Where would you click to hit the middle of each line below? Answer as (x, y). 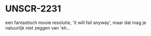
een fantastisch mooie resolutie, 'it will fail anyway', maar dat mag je (76, 22)
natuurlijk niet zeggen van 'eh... (38, 27)
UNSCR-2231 (33, 9)
